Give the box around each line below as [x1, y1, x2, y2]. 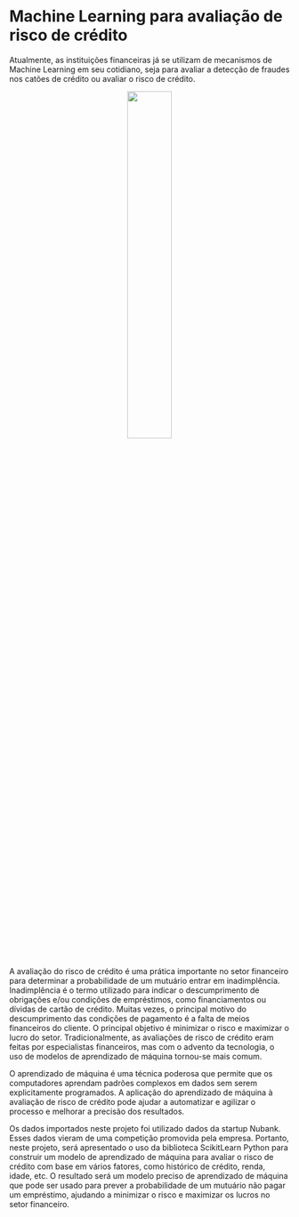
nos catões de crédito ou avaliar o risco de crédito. [9, 73, 196, 84]
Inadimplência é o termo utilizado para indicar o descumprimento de [9, 985, 260, 995]
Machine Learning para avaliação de [9, 6, 283, 27]
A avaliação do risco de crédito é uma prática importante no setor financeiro [9, 965, 289, 976]
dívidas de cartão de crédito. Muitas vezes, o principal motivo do [9, 1003, 247, 1014]
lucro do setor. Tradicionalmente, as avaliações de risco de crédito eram [9, 1032, 274, 1043]
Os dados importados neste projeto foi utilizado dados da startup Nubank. [9, 1123, 281, 1133]
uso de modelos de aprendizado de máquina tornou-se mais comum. [9, 1051, 263, 1061]
